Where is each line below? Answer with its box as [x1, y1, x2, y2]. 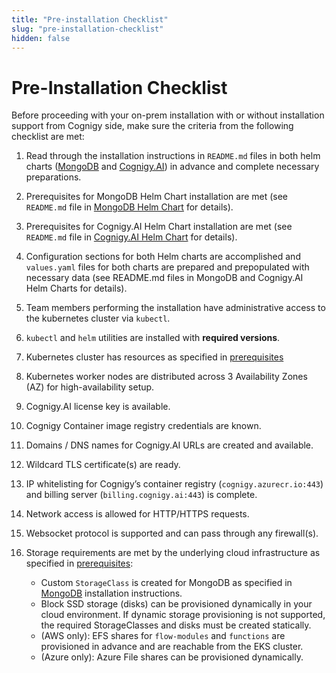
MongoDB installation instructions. [40, 587, 183, 600]
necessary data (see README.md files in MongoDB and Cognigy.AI [25, 272, 304, 284]
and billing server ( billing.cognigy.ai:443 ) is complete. [25, 489, 258, 501]
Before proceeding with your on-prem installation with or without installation [11, 109, 325, 121]
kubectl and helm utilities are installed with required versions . [25, 332, 281, 344]
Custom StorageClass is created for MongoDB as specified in [40, 577, 293, 589]
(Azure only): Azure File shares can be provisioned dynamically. [40, 651, 304, 663]
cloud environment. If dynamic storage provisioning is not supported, [40, 609, 326, 621]
